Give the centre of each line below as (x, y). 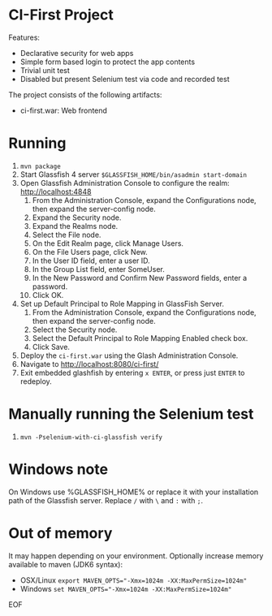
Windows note (58, 469)
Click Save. (51, 347)
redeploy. (36, 381)
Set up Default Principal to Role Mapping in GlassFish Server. (122, 304)
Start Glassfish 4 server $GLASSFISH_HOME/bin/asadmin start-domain (134, 174)
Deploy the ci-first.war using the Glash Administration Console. (129, 355)
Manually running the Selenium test (131, 414)
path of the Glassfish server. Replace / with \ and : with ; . (106, 500)
